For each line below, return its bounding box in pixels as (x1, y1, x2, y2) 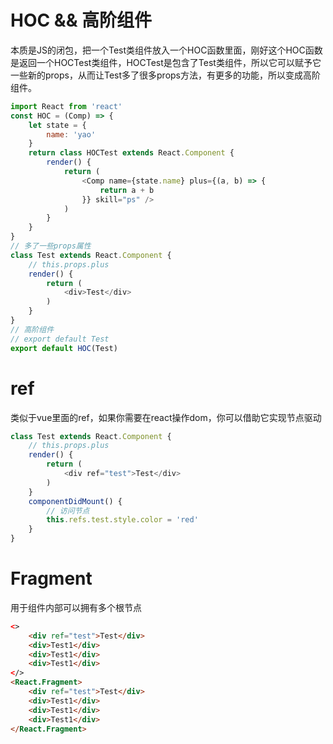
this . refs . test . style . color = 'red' (46, 515, 199, 525)
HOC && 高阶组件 (10, 9, 153, 32)
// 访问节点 (46, 506, 90, 516)
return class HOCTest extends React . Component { (28, 148, 235, 158)
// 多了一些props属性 (10, 241, 92, 251)
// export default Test (10, 334, 110, 344)
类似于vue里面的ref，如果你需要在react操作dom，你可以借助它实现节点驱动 (10, 411, 322, 423)
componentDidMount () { (28, 496, 123, 506)
